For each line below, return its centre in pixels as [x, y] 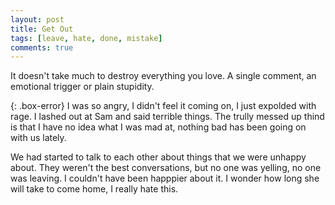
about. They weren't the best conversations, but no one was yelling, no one [166, 168]
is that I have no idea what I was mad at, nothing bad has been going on [158, 127]
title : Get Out [42, 29]
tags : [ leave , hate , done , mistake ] [86, 38]
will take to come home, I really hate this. [94, 189]
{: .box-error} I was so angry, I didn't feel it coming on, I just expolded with [163, 106]
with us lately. [38, 138]
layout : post [37, 19]
